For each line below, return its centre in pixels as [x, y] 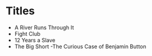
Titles [20, 11]
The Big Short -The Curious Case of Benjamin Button [80, 46]
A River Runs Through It [44, 27]
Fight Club [27, 33]
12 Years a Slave [35, 40]
